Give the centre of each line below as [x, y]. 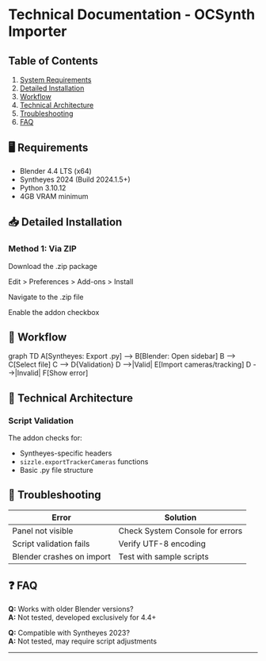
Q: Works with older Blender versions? [71, 609]
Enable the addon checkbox [54, 312]
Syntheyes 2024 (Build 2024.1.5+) [75, 179]
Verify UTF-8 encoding [162, 544]
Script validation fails [51, 544]
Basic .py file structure [56, 470]
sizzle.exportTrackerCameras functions [84, 461]
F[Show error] [65, 373]
